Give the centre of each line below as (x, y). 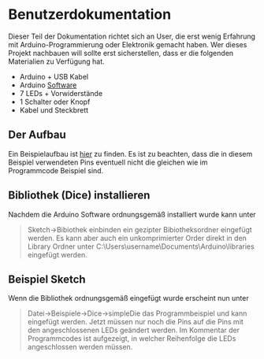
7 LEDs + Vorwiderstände (61, 93)
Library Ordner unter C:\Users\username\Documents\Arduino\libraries (141, 246)
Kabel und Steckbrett (54, 110)
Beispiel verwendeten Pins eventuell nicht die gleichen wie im (108, 162)
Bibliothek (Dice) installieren (79, 196)
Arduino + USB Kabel (54, 76)
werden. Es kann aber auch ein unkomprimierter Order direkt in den (137, 238)
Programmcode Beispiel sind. (56, 170)
